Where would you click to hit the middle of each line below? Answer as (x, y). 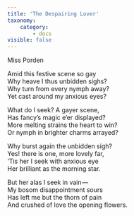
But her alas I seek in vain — (48, 182)
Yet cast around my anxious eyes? (57, 97)
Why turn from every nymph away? (58, 89)
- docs (42, 34)
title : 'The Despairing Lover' (53, 14)
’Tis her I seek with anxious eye (53, 161)
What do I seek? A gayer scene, (54, 110)
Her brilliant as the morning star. (54, 169)
